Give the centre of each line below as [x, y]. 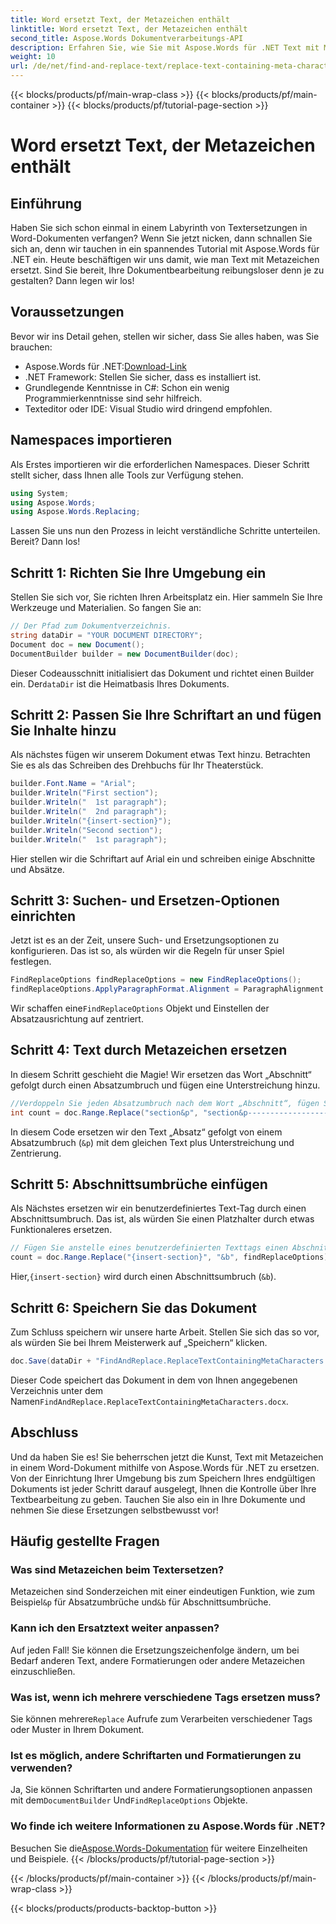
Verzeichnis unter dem [57, 1390]
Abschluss [44, 1432]
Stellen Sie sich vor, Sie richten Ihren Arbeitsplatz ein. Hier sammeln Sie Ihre [166, 597]
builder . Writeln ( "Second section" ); [86, 830]
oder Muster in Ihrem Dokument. [77, 1729]
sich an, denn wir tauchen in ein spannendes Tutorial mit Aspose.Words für [165, 249]
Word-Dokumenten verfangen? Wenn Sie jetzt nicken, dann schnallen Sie [161, 238]
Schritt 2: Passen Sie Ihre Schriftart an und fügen [166, 714]
